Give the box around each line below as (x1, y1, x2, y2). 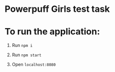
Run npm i (11, 42, 33, 48)
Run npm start (11, 52, 42, 58)
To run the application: (4, 26, 100, 37)
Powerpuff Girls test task (4, 3, 110, 15)
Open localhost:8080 (11, 62, 56, 68)
